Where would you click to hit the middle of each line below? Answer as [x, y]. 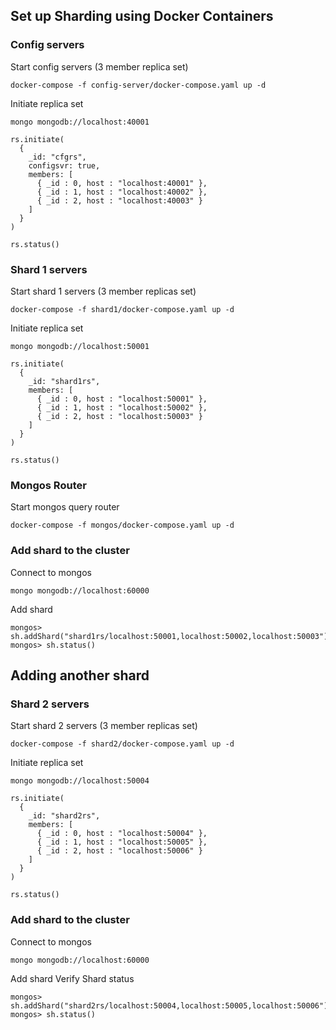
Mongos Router [48, 485]
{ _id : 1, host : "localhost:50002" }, [122, 407]
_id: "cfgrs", [57, 157]
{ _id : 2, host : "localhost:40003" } [119, 200]
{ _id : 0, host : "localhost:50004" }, [122, 834]
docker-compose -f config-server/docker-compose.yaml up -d [138, 85]
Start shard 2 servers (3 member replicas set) [104, 726]
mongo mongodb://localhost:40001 [80, 122]
